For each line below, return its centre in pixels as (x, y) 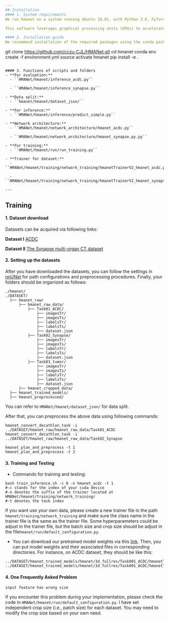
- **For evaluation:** (29, 75)
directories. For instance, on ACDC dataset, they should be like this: (82, 553)
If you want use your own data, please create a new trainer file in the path (81, 510)
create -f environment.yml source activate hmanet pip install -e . (72, 57)
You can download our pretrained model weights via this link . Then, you (87, 541)
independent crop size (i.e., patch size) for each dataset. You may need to (82, 608)
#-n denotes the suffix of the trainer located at (59, 492)
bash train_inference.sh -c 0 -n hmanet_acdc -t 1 (59, 484)
